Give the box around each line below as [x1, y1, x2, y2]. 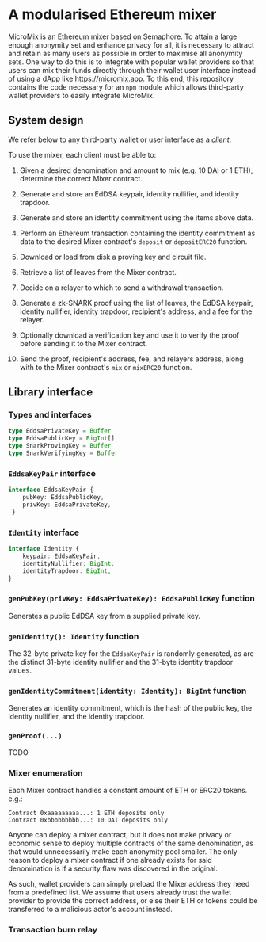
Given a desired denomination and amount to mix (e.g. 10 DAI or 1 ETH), [19, 165, 253, 175]
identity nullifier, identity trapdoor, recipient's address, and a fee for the [19, 307, 253, 316]
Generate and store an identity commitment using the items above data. [19, 212, 254, 223]
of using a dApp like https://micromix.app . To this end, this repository [8, 74, 234, 83]
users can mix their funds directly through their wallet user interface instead [8, 65, 256, 74]
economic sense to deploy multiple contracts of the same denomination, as [8, 838, 253, 848]
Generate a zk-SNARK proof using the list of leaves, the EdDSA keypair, [19, 298, 253, 307]
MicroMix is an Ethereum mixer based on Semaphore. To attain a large [8, 32, 237, 41]
